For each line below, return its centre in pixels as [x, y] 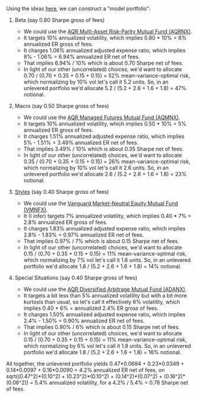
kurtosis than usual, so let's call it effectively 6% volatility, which [102, 302]
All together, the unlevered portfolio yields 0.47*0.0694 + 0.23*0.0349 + [95, 364]
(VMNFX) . [36, 209]
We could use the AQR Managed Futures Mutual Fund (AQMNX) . [102, 117]
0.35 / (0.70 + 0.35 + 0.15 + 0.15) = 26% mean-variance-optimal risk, [107, 161]
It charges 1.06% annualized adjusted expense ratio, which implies [105, 50]
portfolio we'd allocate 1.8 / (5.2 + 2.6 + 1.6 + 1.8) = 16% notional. [102, 352]
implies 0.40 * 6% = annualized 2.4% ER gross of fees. [91, 308]
